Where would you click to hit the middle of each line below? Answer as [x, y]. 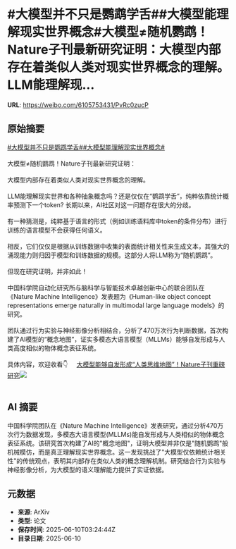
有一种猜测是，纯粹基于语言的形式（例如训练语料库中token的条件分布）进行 [117, 221]
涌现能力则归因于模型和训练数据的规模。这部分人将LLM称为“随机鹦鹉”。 [112, 255]
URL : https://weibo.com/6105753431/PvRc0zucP [78, 105]
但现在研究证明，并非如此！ [48, 271]
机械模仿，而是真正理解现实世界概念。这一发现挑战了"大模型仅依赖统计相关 [117, 452]
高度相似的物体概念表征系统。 [56, 348]
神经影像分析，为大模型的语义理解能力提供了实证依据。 [87, 469]
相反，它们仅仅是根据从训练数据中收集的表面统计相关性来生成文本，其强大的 [118, 246]
